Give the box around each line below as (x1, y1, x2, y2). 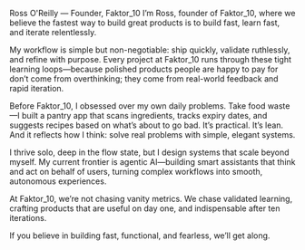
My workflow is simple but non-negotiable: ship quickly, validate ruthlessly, (9, 44, 290, 55)
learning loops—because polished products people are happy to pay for (9, 63, 279, 74)
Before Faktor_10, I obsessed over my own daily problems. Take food (9, 101, 266, 111)
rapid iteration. (9, 83, 64, 93)
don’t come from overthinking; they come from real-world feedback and (9, 73, 279, 84)
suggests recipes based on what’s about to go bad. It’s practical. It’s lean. (9, 120, 284, 130)
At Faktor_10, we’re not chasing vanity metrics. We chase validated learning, (9, 194, 293, 204)
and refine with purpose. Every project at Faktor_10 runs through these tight (9, 54, 292, 64)
